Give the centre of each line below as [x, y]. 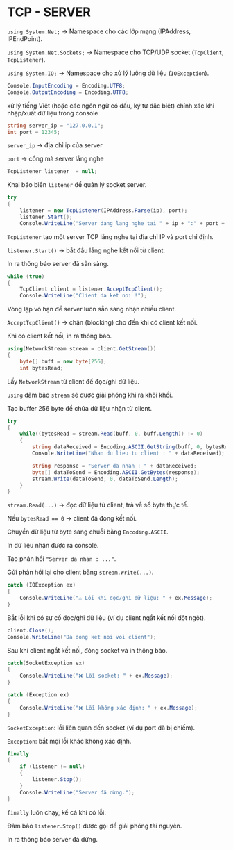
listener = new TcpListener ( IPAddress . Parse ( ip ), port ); [104, 211]
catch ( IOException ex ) [42, 585]
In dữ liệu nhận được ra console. [53, 546]
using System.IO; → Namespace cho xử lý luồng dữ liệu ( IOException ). [108, 73]
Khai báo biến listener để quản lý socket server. [77, 185]
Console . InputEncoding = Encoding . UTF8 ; [67, 85]
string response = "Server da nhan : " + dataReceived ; [114, 466]
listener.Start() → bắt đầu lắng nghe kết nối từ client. [86, 250]
